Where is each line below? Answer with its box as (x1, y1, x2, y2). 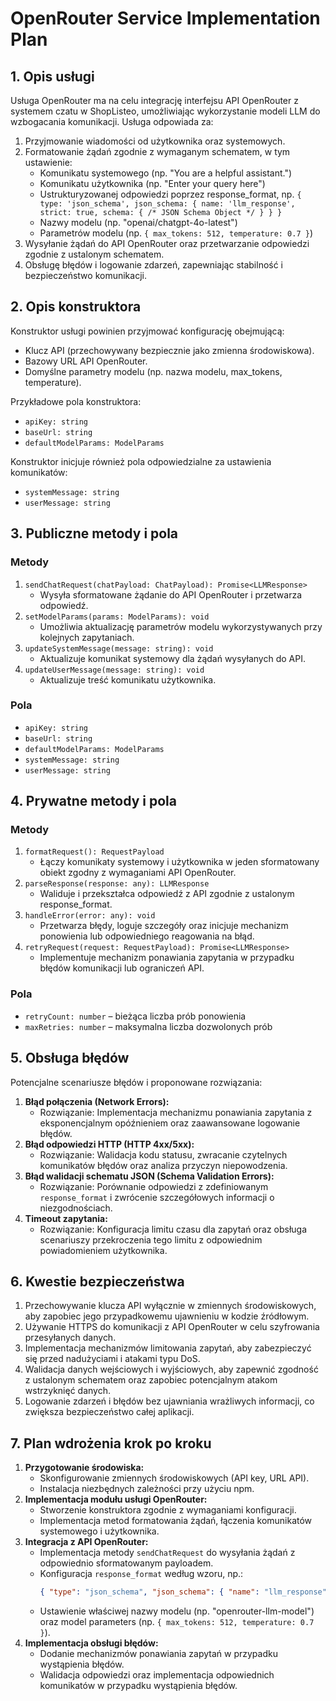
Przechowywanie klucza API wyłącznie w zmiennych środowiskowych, (24, 1300, 317, 1312)
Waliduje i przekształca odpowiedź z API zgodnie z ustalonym (39, 888, 295, 900)
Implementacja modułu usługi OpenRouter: (24, 1493, 208, 1506)
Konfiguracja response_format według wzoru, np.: (39, 1568, 244, 1580)
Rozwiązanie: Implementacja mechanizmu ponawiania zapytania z (39, 1106, 313, 1118)
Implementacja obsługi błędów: (24, 1637, 159, 1649)
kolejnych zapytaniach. (39, 631, 135, 643)
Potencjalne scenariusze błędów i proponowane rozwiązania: (10, 1076, 263, 1088)
